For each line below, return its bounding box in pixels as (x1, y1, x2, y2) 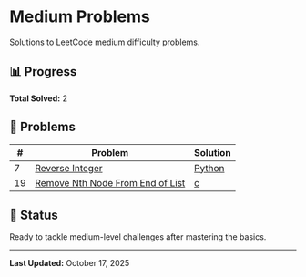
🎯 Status (9, 207, 59, 222)
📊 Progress (9, 64, 77, 79)
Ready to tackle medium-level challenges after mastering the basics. (9, 231, 267, 242)
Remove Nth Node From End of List (35, 176, 186, 189)
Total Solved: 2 (9, 93, 68, 104)
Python (194, 161, 225, 174)
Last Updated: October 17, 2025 (9, 258, 130, 269)
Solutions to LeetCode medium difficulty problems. (9, 36, 200, 47)
